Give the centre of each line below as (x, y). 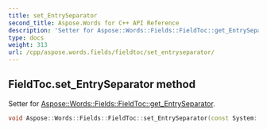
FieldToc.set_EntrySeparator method (102, 84)
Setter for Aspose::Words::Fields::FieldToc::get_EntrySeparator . (112, 103)
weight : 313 (28, 45)
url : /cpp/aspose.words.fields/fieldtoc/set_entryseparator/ (112, 52)
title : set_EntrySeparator (53, 15)
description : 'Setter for (51, 30)
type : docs (26, 38)
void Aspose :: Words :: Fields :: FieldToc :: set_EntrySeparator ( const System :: (135, 118)
